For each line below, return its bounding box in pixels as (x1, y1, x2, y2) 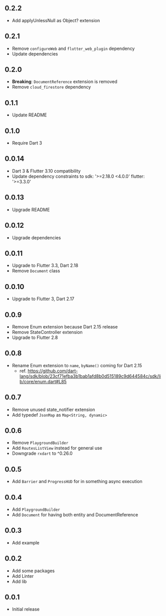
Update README (12, 112, 47, 118)
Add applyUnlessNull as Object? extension (12, 17, 100, 23)
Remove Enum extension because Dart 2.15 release (12, 323, 118, 329)
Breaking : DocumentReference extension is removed (12, 79, 117, 85)
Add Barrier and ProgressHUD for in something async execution (12, 478, 142, 485)
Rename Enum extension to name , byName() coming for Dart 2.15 (12, 362, 142, 368)
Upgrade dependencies (12, 234, 61, 241)
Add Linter (12, 573, 34, 579)
